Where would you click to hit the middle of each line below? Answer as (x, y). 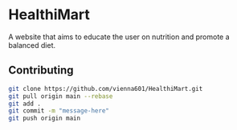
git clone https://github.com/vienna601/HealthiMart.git (106, 89)
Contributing (41, 71)
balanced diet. (32, 45)
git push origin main (45, 118)
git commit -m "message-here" (59, 111)
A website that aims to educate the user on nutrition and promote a (119, 37)
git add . (25, 104)
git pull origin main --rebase (61, 96)
